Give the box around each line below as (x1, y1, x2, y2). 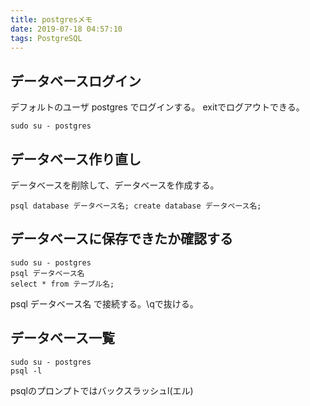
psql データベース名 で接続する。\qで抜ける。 (10, 297, 199, 310)
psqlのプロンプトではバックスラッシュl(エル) (10, 384, 194, 396)
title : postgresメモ (10, 14, 93, 25)
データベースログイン (10, 72, 142, 90)
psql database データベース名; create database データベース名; (10, 201, 262, 211)
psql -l (10, 366, 43, 376)
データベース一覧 (10, 330, 115, 347)
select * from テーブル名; (10, 279, 115, 289)
